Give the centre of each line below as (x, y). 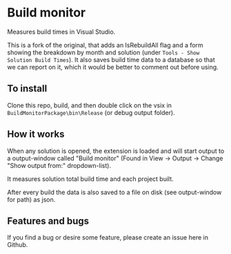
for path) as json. (31, 199)
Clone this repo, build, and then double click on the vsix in (90, 105)
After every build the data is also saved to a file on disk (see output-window (114, 192)
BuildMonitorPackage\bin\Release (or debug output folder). (91, 112)
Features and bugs (48, 221)
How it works (36, 135)
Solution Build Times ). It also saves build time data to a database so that (111, 59)
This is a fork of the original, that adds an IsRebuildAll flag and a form (105, 45)
